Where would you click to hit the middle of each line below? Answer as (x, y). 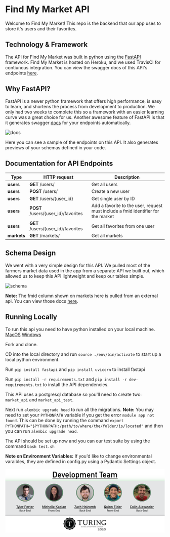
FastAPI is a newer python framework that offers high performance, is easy (83, 101)
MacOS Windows (23, 335)
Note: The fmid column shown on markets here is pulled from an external (82, 296)
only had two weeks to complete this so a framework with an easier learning (85, 112)
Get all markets (107, 236)
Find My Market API (47, 9)
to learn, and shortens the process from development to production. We (80, 106)
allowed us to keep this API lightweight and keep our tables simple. (75, 276)
